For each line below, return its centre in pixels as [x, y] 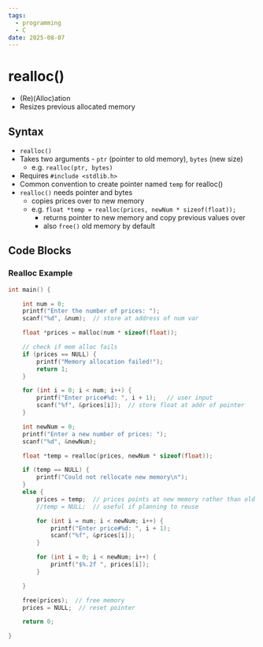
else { [33, 492]
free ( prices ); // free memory [74, 600]
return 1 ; [52, 369]
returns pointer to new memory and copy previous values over [144, 217]
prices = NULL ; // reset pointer [79, 608]
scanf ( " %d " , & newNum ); [59, 441]
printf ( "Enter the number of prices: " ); [91, 311]
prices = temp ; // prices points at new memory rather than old [146, 499]
